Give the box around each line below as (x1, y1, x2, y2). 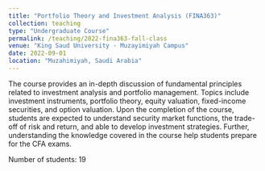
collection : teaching (8, 19, 81, 27)
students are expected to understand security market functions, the (8, 113, 234, 123)
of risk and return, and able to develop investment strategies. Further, (19, 122, 250, 131)
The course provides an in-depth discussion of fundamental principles (8, 78, 242, 89)
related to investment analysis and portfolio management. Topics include (8, 87, 250, 97)
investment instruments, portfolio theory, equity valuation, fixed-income (8, 96, 246, 106)
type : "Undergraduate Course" (8, 27, 110, 35)
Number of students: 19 (8, 154, 86, 164)
